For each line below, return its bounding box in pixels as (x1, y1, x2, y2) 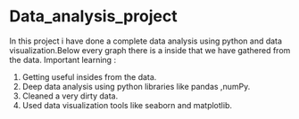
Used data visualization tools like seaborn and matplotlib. (21, 99, 232, 110)
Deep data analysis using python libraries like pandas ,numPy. (21, 81, 251, 91)
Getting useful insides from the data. (21, 71, 157, 82)
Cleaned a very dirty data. (21, 91, 119, 101)
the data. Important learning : (9, 54, 117, 65)
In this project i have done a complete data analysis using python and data (9, 36, 283, 46)
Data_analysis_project (9, 6, 178, 27)
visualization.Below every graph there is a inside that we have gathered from (9, 44, 291, 55)
